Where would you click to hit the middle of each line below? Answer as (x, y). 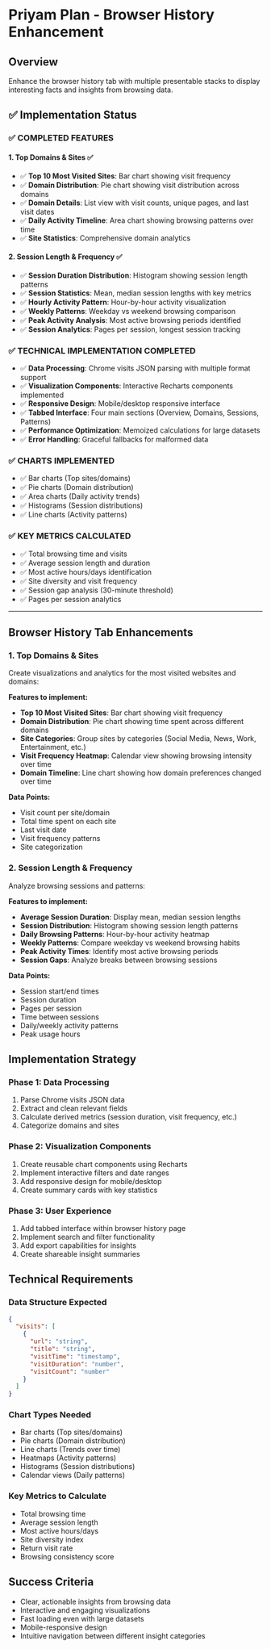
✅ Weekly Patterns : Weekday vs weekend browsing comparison (128, 311)
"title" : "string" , (62, 1350)
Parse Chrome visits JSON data (72, 1100)
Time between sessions (59, 1017)
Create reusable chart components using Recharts (104, 1164)
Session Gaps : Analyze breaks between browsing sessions (119, 960)
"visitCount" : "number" (70, 1371)
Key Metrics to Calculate (58, 1496)
